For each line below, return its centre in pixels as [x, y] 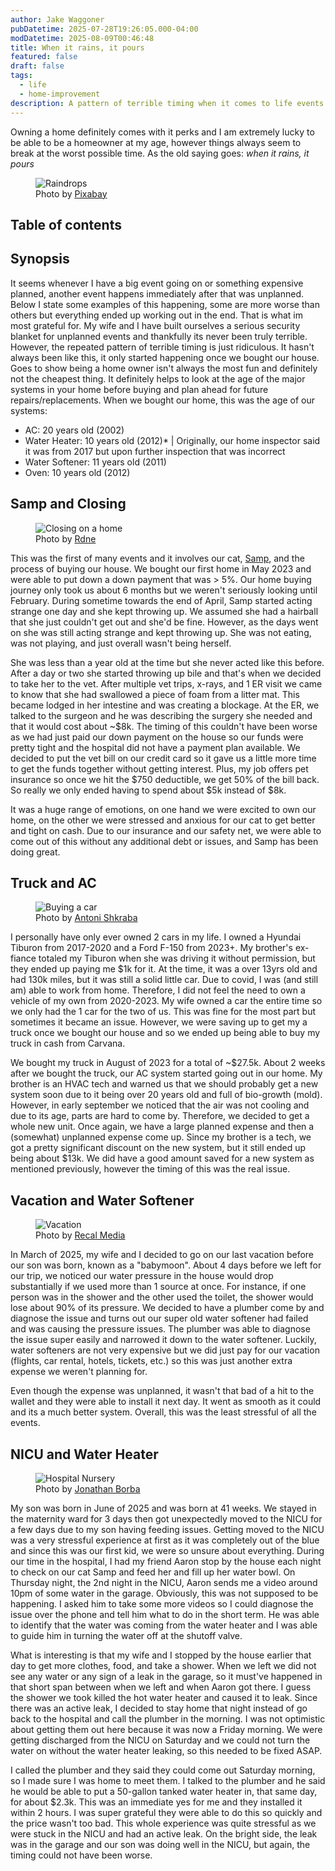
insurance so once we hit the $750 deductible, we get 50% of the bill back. [165, 779]
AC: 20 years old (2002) [74, 430]
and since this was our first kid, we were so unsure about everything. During [167, 1550]
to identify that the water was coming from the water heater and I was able [164, 1625]
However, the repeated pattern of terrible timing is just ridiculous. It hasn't [162, 347]
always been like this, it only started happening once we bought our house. [165, 357]
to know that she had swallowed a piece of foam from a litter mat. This [155, 694]
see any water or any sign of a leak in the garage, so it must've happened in [166, 1676]
